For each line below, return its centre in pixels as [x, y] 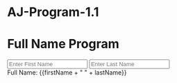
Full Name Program [63, 44]
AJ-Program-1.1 [53, 12]
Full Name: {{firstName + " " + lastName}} [67, 73]
